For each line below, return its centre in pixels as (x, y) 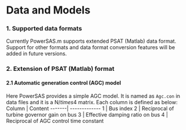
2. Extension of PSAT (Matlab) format (60, 69)
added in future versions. (36, 54)
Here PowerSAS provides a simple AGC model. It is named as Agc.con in (93, 96)
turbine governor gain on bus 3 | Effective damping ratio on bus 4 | (87, 114)
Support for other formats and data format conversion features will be (91, 47)
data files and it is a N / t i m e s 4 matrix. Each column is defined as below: (92, 102)
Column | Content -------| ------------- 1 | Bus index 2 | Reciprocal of (90, 108)
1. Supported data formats (44, 29)
